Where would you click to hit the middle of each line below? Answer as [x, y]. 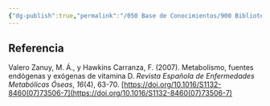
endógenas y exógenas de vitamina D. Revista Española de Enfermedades [131, 76]
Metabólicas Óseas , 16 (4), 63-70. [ [66, 84]
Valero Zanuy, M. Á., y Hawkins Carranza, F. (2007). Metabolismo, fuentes [131, 67]
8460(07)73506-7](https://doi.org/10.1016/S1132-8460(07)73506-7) [121, 93]
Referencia [36, 49]
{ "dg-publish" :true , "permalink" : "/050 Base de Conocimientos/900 [120, 16]
